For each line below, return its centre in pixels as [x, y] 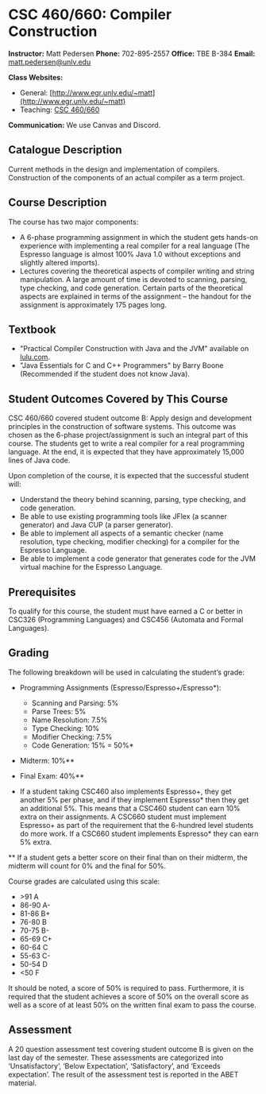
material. [23, 1083]
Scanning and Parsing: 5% [75, 703]
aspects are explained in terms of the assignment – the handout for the [135, 296]
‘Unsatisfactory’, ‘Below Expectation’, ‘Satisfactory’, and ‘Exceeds [114, 1065]
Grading [29, 653]
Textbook [32, 329]
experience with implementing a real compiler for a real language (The [135, 245]
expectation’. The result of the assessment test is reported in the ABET [123, 1074]
